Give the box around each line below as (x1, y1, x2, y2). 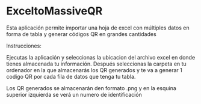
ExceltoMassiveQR (6, 4, 103, 18)
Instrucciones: (6, 42, 42, 49)
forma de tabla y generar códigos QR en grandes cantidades (6, 30, 156, 37)
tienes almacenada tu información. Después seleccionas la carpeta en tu (6, 60, 187, 67)
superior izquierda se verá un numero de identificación (6, 91, 143, 98)
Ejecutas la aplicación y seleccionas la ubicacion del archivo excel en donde (6, 54, 196, 61)
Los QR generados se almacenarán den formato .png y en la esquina (6, 84, 176, 91)
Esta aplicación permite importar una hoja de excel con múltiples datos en (6, 24, 190, 31)
